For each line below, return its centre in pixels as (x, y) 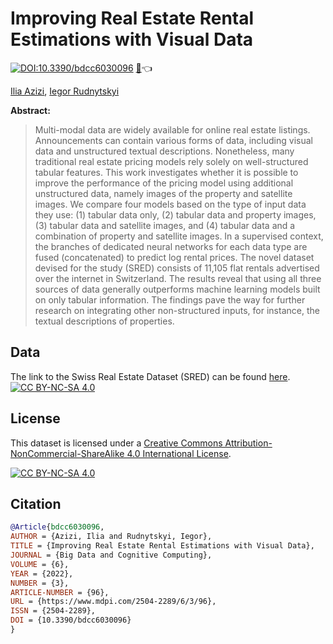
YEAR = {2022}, (42, 573)
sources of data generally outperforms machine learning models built (177, 289)
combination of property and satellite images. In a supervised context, (179, 236)
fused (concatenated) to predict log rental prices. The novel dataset (174, 257)
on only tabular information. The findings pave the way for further (170, 299)
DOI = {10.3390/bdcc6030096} (71, 620)
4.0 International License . (179, 453)
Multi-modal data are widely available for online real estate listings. (172, 129)
